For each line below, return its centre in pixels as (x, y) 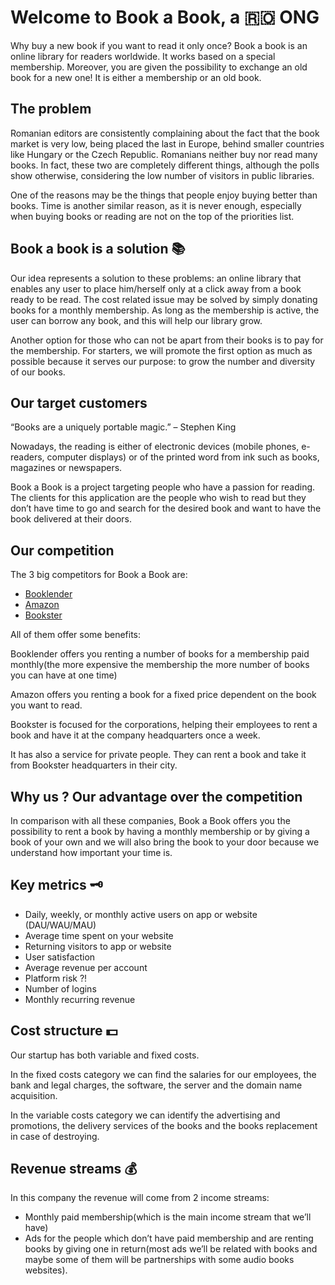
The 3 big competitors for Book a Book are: (99, 575)
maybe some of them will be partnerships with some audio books (159, 1260)
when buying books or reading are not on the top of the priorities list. (152, 216)
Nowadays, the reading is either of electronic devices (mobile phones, (155, 447)
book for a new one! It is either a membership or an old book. (136, 77)
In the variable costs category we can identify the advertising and (145, 1115)
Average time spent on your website (99, 935)
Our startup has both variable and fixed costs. (105, 1055)
